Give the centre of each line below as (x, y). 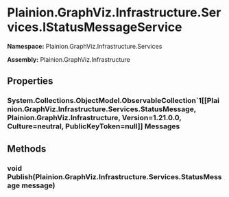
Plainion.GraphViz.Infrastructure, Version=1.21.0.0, (94, 118)
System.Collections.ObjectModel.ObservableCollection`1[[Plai (113, 101)
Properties (30, 81)
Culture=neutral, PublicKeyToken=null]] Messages (94, 126)
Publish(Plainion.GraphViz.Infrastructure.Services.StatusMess (114, 176)
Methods (27, 149)
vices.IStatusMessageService (95, 27)
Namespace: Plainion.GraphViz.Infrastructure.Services (85, 46)
